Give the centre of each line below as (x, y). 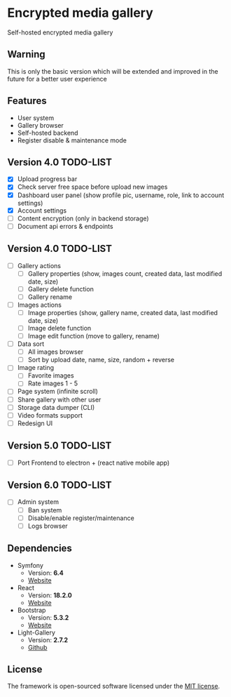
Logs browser (48, 526)
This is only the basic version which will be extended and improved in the (113, 71)
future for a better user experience (57, 79)
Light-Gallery (36, 632)
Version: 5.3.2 (48, 617)
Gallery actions (39, 265)
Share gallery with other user (59, 399)
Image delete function (59, 328)
